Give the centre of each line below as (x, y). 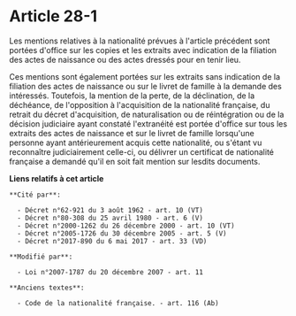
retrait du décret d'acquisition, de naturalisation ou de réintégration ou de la (147, 114)
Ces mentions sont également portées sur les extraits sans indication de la (145, 76)
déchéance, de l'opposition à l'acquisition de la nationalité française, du (140, 104)
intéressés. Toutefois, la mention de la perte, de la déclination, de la (132, 96)
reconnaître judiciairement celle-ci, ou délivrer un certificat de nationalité (141, 151)
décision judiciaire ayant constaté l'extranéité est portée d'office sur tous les (148, 123)
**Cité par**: (35, 195)
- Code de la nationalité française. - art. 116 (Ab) (118, 303)
